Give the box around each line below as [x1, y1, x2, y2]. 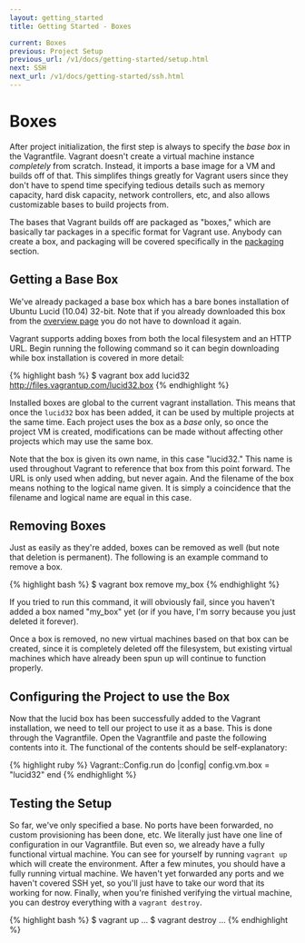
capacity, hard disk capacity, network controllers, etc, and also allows [9, 189, 271, 200]
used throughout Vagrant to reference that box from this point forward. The [9, 462, 290, 473]
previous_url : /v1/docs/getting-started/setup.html [9, 55, 209, 65]
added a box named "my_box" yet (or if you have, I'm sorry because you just [9, 606, 296, 618]
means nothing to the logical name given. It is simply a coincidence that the [9, 482, 291, 493]
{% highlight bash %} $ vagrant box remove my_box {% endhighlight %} [9, 579, 280, 591]
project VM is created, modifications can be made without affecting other [9, 426, 283, 437]
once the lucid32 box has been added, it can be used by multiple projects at [9, 406, 295, 418]
